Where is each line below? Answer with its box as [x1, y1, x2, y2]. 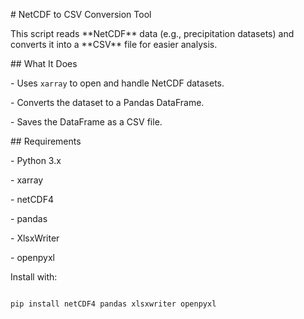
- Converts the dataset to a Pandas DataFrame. [10, 97, 205, 108]
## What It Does [10, 58, 78, 69]
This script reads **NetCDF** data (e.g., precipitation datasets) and [10, 28, 295, 39]
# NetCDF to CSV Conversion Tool [10, 9, 152, 20]
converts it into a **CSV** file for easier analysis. [10, 39, 218, 50]
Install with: [10, 271, 58, 283]
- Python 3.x [10, 155, 62, 166]
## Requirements [10, 135, 82, 147]
